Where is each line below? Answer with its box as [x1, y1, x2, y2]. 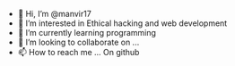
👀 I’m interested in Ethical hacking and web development [17, 18, 228, 29]
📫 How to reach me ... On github [17, 47, 140, 57]
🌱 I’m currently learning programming [17, 28, 157, 37]
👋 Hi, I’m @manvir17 [17, 9, 91, 19]
